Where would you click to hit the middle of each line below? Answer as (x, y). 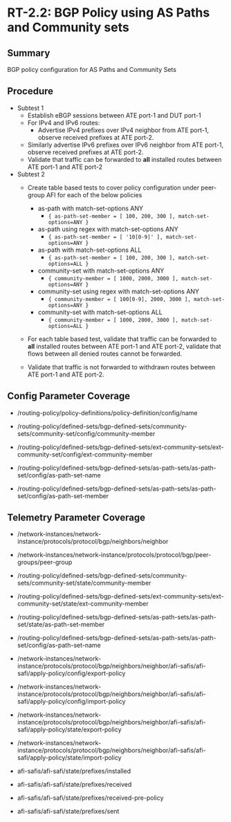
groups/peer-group (45, 563)
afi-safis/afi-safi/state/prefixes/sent (68, 812)
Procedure (30, 91)
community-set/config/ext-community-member (85, 454)
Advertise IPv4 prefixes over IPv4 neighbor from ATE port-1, (123, 130)
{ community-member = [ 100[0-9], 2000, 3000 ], (120, 299)
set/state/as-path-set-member (61, 625)
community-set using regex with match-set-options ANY (118, 291)
